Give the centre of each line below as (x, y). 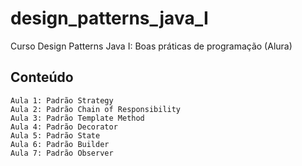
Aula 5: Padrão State (55, 135)
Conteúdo (42, 77)
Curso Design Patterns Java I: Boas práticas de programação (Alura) (151, 46)
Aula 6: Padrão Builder (60, 144)
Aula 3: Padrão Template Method (77, 118)
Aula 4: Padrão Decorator (64, 127)
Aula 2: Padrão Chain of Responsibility (96, 109)
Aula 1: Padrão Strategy (62, 100)
